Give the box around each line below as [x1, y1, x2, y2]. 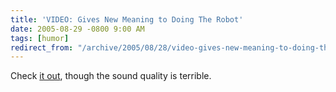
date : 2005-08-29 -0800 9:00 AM [10, 24, 145, 34]
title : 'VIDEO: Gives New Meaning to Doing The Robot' [10, 14, 244, 25]
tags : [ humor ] [10, 33, 70, 43]
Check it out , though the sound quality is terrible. [10, 70, 212, 82]
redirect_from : [10, 42, 74, 53]
